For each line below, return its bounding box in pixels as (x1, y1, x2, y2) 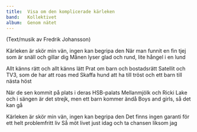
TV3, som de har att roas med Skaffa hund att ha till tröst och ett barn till (6, 72, 182, 79)
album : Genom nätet (6, 20, 57, 25)
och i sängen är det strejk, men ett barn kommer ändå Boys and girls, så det (6, 95, 191, 102)
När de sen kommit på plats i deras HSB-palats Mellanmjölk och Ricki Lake (6, 89, 188, 96)
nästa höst (6, 78, 32, 85)
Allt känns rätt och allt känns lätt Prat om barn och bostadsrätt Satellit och (6, 65, 186, 72)
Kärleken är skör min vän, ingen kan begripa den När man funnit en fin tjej (6, 47, 186, 54)
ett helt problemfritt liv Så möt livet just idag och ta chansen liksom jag (6, 120, 177, 127)
